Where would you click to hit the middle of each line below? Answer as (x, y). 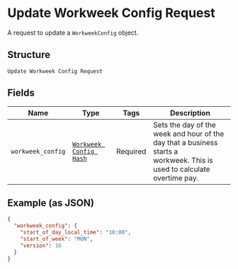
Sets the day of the (185, 125)
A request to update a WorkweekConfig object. (73, 33)
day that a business (186, 142)
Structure (29, 55)
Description (190, 113)
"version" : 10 (41, 246)
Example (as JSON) (51, 203)
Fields (21, 93)
